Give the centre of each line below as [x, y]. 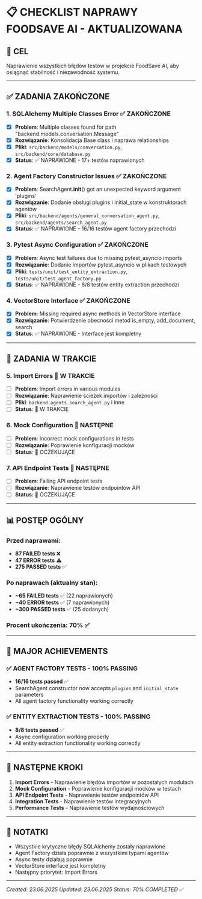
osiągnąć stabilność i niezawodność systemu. [63, 72]
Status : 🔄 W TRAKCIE [42, 409]
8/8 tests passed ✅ [39, 730]
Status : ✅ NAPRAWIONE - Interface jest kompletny [78, 334]
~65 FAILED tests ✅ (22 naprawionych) [64, 596]
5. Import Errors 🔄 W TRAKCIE [50, 375]
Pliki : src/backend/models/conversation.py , [68, 147]
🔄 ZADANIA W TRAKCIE [51, 358]
